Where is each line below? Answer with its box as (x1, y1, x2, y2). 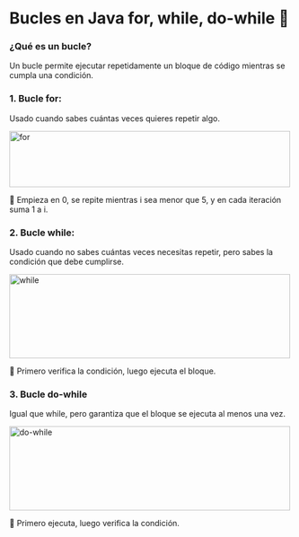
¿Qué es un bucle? (9, 40, 92, 53)
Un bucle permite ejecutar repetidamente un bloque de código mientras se (9, 60, 286, 71)
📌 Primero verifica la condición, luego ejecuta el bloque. (9, 365, 216, 376)
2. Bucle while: (9, 226, 75, 239)
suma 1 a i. (9, 204, 48, 215)
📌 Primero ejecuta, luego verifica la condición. (9, 518, 180, 529)
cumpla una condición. (9, 70, 94, 81)
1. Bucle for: (9, 92, 62, 105)
